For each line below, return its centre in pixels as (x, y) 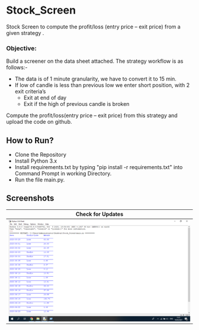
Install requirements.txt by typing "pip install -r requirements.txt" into (99, 167)
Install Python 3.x (36, 161)
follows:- (17, 67)
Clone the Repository (41, 155)
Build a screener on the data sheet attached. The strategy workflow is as (95, 61)
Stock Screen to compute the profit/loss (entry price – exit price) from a (93, 27)
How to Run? (30, 140)
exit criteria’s (30, 92)
